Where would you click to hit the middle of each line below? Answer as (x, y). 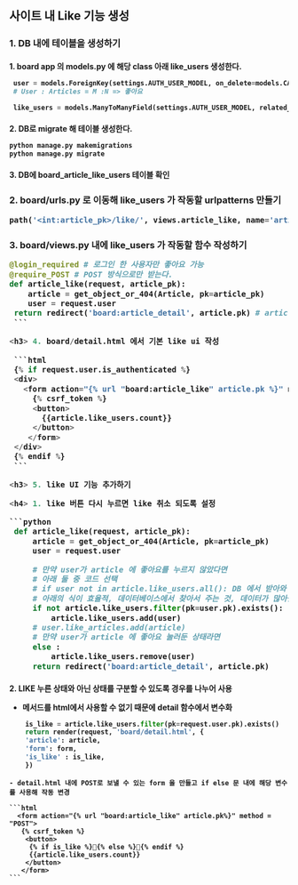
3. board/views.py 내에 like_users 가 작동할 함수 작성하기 (128, 245)
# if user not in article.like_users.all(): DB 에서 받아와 (159, 589)
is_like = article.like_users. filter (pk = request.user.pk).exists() (152, 724)
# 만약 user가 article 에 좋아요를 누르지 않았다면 (130, 569)
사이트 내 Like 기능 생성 (70, 16)
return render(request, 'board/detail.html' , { (114, 732)
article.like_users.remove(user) (123, 657)
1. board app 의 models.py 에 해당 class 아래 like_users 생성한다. (125, 66)
